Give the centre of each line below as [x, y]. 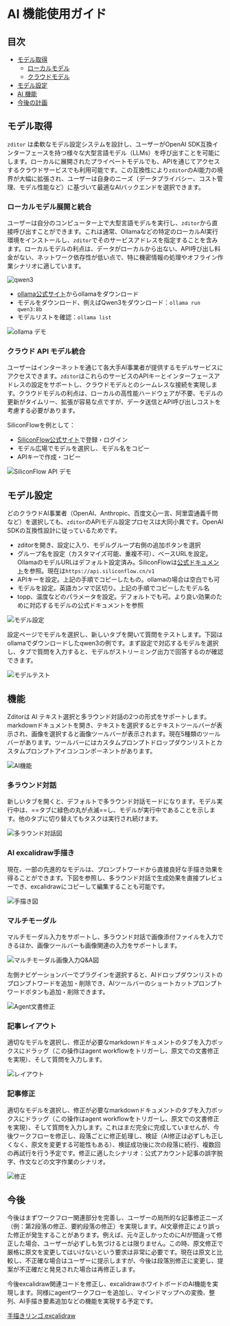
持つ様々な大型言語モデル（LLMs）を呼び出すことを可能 [135, 153]
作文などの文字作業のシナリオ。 [64, 1162]
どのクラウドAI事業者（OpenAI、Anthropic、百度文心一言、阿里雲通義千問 [113, 513]
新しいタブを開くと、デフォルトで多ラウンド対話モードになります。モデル [112, 802]
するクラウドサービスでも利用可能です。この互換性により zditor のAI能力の [112, 170]
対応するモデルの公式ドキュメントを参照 [87, 606]
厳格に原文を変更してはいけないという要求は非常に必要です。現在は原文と [112, 1252]
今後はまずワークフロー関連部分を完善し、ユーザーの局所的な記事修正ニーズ [115, 1218]
